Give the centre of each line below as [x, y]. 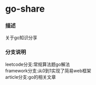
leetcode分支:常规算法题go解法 [38, 64]
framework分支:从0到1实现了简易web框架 [48, 70]
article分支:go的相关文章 [31, 77]
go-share [25, 9]
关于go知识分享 [21, 38]
